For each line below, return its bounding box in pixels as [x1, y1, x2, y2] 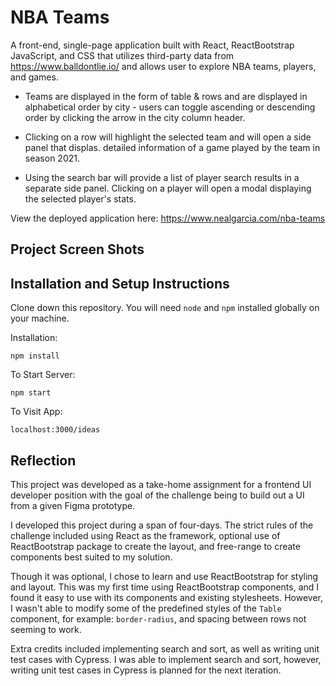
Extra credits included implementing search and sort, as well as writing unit [10, 642, 320, 655]
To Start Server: [10, 369, 76, 381]
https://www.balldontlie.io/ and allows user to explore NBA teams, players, [10, 60, 317, 72]
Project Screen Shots [10, 241, 145, 258]
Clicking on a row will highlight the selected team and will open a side [24, 131, 312, 143]
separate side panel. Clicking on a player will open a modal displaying [24, 182, 312, 194]
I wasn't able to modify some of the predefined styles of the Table [10, 602, 282, 614]
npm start [10, 388, 52, 398]
